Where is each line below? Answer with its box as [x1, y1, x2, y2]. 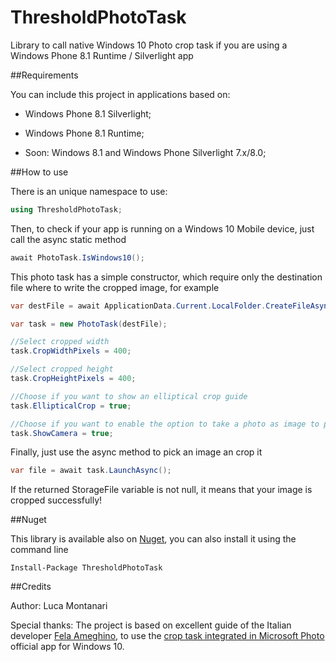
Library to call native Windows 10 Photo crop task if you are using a [10, 39, 288, 51]
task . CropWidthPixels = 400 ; [10, 346, 132, 356]
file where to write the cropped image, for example [10, 281, 220, 293]
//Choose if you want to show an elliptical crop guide [10, 391, 248, 401]
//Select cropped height [10, 364, 114, 375]
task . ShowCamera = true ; [10, 428, 114, 438]
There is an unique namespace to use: [10, 185, 168, 197]
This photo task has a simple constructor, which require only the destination [10, 271, 323, 283]
